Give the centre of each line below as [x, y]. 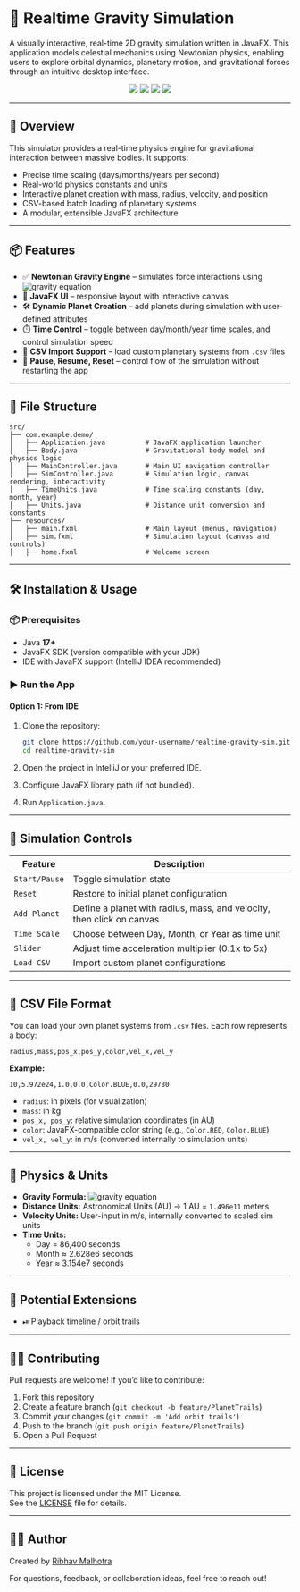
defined [37, 319]
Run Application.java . [63, 802]
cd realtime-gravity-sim [68, 751]
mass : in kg [41, 1110]
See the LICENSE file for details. [68, 1503]
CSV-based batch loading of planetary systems [109, 203]
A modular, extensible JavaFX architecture [100, 213]
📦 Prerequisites [45, 619]
